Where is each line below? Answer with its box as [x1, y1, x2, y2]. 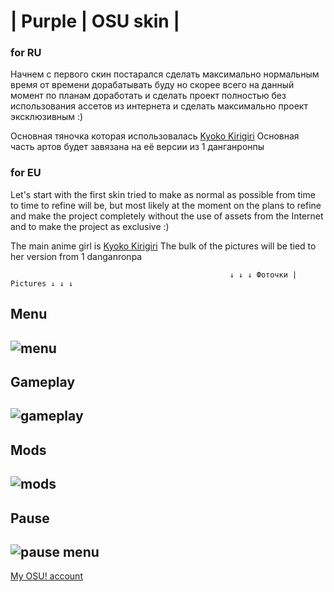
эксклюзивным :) [10, 111, 84, 123]
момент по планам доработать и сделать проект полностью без [10, 90, 287, 102]
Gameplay [10, 373, 76, 390]
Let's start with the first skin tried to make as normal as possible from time [10, 188, 316, 200]
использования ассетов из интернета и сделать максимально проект [10, 100, 308, 112]
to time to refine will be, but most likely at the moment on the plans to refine [10, 199, 322, 211]
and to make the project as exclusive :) [10, 220, 170, 232]
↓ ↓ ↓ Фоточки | [229, 270, 298, 280]
